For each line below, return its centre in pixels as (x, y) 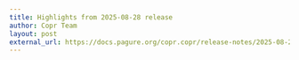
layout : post (33, 34)
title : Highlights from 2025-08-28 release (91, 17)
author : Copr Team (43, 26)
